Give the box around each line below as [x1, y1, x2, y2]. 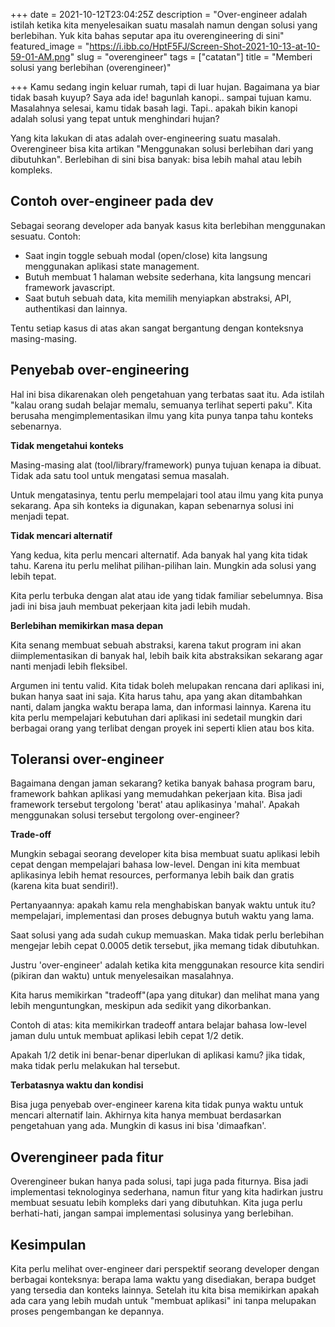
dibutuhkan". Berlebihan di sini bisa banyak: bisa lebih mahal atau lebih [10, 154, 303, 165]
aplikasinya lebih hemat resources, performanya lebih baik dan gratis [10, 869, 295, 881]
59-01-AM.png [10, 51, 71, 63]
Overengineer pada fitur [10, 1149, 164, 1166]
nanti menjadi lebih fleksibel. [10, 660, 128, 672]
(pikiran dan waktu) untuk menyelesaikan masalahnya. [10, 970, 234, 982]
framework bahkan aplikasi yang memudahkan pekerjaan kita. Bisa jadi [10, 788, 303, 800]
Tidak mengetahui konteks [10, 439, 124, 451]
